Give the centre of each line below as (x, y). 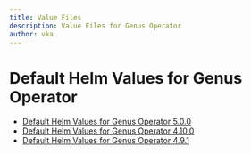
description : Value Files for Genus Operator (95, 26)
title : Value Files (46, 17)
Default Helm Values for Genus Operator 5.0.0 (107, 122)
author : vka (31, 34)
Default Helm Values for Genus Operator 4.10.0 (108, 131)
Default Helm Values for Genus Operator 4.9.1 (106, 141)
